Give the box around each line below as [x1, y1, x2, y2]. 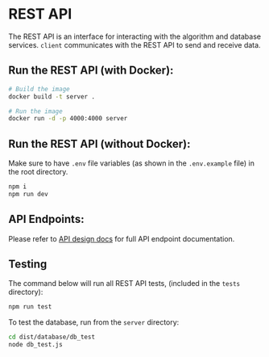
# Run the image [8, 107, 63, 115]
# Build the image [8, 85, 70, 93]
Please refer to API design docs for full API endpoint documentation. [8, 233, 235, 243]
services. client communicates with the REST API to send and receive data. [8, 40, 261, 49]
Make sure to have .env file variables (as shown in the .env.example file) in [8, 158, 255, 168]
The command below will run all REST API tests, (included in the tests [8, 279, 240, 288]
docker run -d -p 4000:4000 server [8, 115, 128, 123]
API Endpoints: [8, 212, 85, 226]
